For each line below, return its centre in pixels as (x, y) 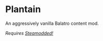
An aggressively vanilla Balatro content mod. (52, 23)
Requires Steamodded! (29, 33)
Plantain (23, 9)
